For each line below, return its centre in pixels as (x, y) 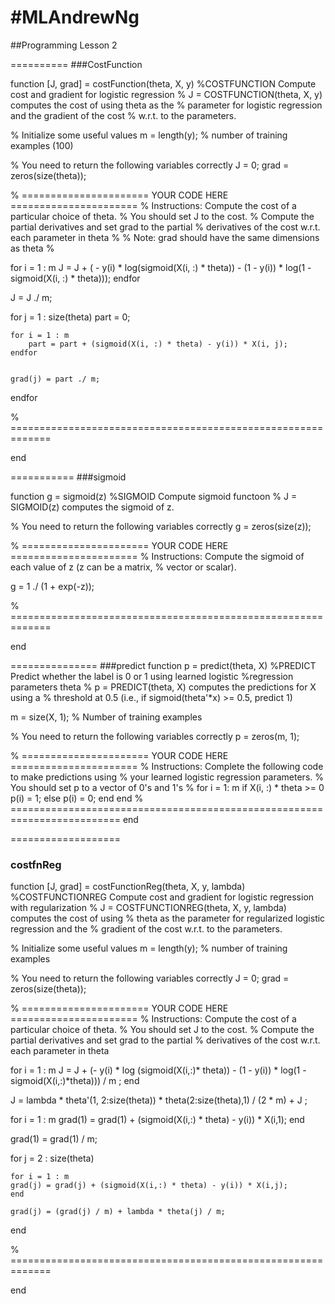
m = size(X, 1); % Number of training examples (106, 717)
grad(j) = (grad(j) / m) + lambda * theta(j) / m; (118, 1212)
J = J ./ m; (31, 297)
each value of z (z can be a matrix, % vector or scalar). (123, 567)
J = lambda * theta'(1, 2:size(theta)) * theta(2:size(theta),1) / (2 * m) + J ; (159, 1100)
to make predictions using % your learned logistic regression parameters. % (167, 777)
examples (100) (42, 145)
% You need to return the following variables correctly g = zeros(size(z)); (161, 526)
